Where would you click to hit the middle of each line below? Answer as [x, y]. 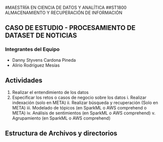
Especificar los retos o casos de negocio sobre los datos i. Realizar [79, 97]
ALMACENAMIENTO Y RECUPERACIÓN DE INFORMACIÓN [64, 13]
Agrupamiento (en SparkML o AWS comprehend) [61, 118]
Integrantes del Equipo [32, 50]
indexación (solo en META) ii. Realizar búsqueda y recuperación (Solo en [85, 103]
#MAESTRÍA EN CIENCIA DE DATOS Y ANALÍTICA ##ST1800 [66, 8]
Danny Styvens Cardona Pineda [44, 60]
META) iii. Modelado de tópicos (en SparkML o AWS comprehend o [79, 107]
